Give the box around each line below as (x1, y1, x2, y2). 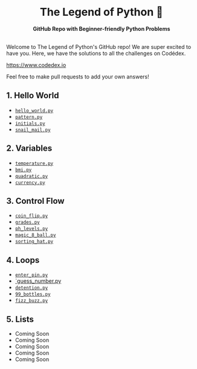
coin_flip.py (15, 213, 48, 219)
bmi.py (15, 166, 32, 173)
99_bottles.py (15, 291, 51, 297)
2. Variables (6, 143, 53, 154)
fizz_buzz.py (15, 298, 48, 304)
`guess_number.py (15, 277, 62, 285)
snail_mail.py (15, 127, 51, 133)
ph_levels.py (15, 225, 48, 232)
